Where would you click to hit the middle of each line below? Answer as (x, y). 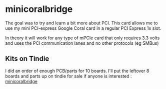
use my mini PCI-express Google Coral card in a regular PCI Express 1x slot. (83, 28)
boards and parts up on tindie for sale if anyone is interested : (68, 76)
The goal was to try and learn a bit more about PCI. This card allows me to (81, 23)
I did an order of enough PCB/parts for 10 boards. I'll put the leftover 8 (77, 71)
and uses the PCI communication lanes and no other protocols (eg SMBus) (82, 43)
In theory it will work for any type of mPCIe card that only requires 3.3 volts (82, 38)
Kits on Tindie (27, 59)
